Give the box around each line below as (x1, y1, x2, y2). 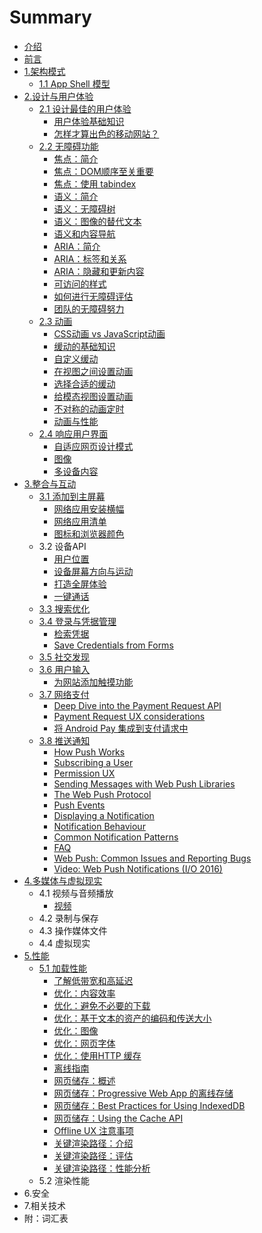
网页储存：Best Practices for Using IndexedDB (53, 1099, 246, 1111)
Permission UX (53, 767, 116, 779)
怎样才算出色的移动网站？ (53, 127, 160, 140)
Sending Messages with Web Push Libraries (53, 777, 236, 790)
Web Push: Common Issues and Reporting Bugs (53, 852, 252, 864)
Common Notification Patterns (53, 831, 179, 843)
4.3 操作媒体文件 (38, 924, 108, 936)
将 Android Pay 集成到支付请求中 (53, 722, 189, 734)
